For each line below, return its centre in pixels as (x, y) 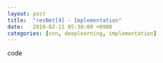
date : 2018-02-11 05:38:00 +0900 (60, 27)
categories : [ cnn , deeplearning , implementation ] (82, 33)
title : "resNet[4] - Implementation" (64, 20)
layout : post (27, 14)
